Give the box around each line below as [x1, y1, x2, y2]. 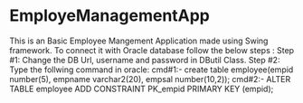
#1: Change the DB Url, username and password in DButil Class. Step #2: [9, 54, 280, 65]
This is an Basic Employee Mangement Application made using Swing [9, 35, 269, 46]
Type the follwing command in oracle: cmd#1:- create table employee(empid [9, 64, 294, 75]
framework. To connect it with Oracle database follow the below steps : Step [9, 44, 295, 55]
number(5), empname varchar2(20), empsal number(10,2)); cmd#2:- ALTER [9, 73, 291, 84]
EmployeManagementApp [9, 5, 211, 26]
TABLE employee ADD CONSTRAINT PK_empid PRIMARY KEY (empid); [9, 83, 274, 94]
